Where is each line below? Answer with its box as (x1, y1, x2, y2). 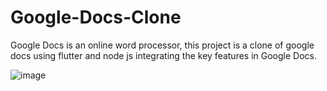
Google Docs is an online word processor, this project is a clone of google (10, 39, 315, 51)
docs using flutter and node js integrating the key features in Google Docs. (10, 49, 318, 61)
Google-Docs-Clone (10, 6, 182, 29)
